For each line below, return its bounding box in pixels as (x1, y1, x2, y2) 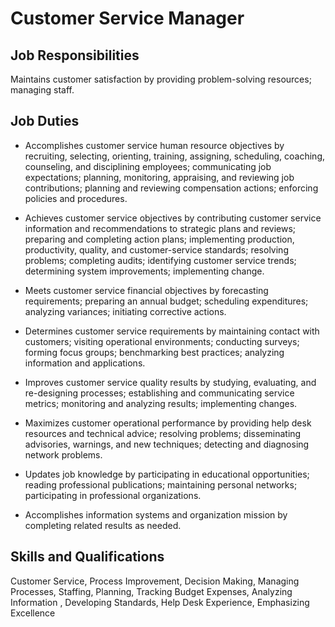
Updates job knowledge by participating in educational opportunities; (24, 468, 310, 480)
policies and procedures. (24, 192, 128, 204)
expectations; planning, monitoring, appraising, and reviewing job (24, 171, 295, 183)
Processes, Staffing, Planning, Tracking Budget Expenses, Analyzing (10, 585, 293, 597)
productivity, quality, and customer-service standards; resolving (24, 243, 289, 256)
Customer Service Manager (10, 7, 245, 30)
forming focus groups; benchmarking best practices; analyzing (24, 346, 285, 358)
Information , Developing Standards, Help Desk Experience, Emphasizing (10, 596, 310, 608)
